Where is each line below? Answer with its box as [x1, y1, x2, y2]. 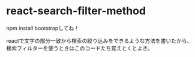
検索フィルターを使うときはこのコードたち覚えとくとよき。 [6, 45, 153, 52]
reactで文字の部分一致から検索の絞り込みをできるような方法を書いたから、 [6, 37, 193, 44]
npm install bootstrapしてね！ [6, 24, 80, 31]
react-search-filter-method [6, 4, 146, 18]
